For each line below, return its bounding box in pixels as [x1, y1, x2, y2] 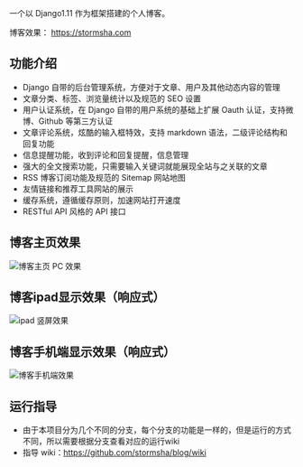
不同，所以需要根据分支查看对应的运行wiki [22, 436, 180, 447]
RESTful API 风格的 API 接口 [22, 206, 126, 217]
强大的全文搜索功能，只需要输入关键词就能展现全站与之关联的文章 [22, 161, 268, 172]
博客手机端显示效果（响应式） [9, 344, 176, 360]
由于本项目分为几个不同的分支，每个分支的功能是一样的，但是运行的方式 [22, 425, 291, 435]
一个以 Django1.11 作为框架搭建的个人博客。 [9, 8, 170, 18]
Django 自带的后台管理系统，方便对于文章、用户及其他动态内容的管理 [22, 81, 281, 92]
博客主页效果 [9, 235, 81, 250]
